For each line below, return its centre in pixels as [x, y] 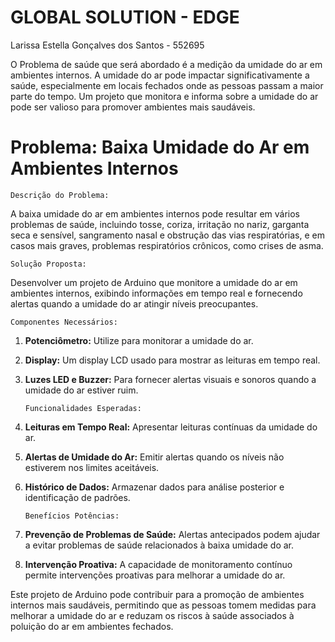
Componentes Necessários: [64, 322]
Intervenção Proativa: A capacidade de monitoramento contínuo [158, 564]
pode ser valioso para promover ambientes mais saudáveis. [133, 107]
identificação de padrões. [77, 497]
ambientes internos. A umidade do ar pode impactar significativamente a [160, 75]
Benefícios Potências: [72, 516]
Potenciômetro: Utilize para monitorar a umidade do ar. [139, 340]
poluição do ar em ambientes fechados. [92, 626]
